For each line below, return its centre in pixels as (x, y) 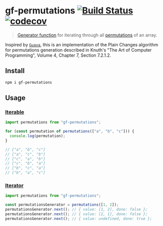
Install (15, 71)
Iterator (14, 185)
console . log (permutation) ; (38, 136)
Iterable (15, 112)
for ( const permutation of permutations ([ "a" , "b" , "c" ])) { (70, 131)
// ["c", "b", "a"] (25, 164)
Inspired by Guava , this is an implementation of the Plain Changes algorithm (82, 44)
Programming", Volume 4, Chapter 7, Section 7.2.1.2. (58, 55)
